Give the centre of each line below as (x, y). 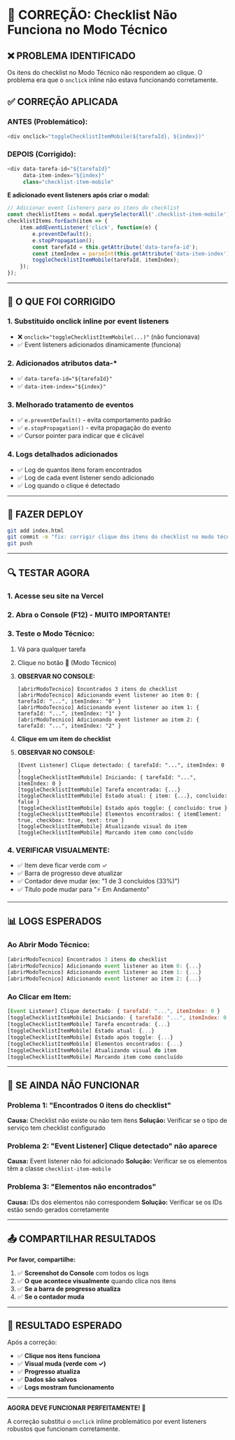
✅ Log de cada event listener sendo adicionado (86, 477)
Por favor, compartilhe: (41, 1259)
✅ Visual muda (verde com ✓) (62, 1364)
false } (28, 802)
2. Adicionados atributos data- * (62, 363)
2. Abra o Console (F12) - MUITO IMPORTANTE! (89, 615)
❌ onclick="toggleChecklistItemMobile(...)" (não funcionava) (109, 337)
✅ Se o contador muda (51, 1296)
